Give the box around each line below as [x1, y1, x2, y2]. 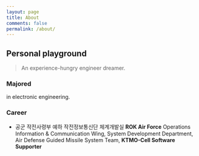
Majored [6, 80, 32, 88]
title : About [6, 15, 39, 21]
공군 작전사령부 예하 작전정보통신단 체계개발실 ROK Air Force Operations [15, 123, 191, 131]
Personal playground [6, 48, 87, 58]
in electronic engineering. [6, 93, 70, 101]
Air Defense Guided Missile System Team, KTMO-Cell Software [15, 136, 175, 143]
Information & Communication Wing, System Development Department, [15, 130, 194, 137]
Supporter [15, 143, 42, 150]
